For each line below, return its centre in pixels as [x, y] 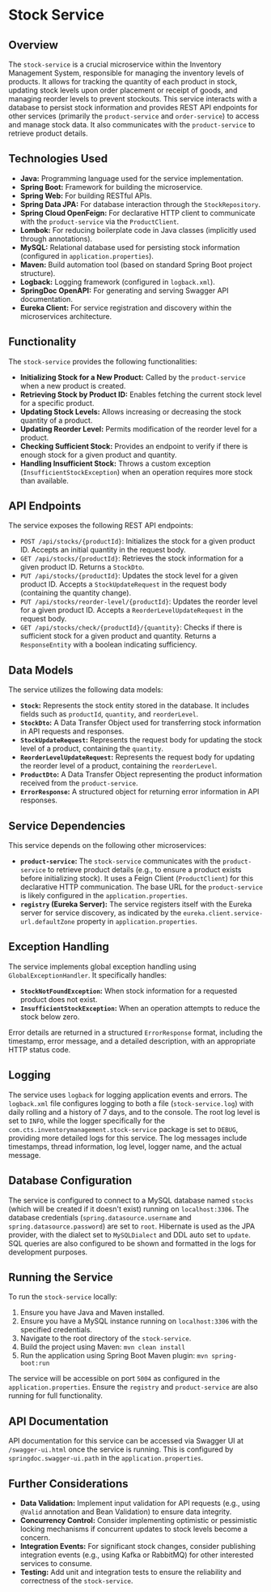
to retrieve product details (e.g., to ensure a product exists [144, 870]
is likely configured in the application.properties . [104, 896]
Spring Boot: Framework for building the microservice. [111, 187]
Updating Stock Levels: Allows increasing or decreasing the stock [131, 411]
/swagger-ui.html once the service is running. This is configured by [121, 1449]
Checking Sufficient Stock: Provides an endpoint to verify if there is [134, 446]
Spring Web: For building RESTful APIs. [86, 196]
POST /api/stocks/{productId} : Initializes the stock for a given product [138, 541]
